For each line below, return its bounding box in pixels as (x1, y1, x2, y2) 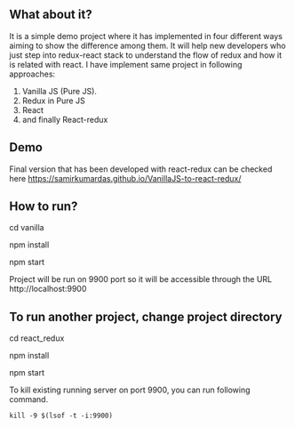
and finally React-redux (21, 114, 108, 125)
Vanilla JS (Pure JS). (21, 85, 98, 96)
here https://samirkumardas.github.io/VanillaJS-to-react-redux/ (9, 173, 242, 183)
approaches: (9, 69, 56, 79)
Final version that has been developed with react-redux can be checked (9, 164, 273, 174)
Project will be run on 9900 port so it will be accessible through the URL (9, 274, 273, 285)
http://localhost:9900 (9, 284, 87, 295)
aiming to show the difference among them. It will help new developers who (9, 40, 286, 51)
